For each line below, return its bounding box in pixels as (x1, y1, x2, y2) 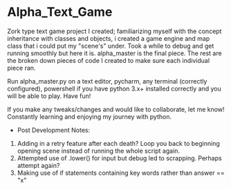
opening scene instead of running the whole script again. (17, 146, 181, 155)
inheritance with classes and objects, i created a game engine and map (7, 34, 210, 42)
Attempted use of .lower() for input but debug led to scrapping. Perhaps (17, 153, 223, 162)
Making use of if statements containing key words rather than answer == (17, 169, 225, 177)
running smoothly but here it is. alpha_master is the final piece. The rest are (7, 49, 223, 57)
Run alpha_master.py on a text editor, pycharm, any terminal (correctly (7, 77, 207, 85)
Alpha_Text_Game (7, 4, 113, 20)
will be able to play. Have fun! (7, 91, 91, 100)
